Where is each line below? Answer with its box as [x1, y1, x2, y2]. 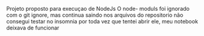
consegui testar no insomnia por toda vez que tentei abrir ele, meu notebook [6, 18, 199, 25]
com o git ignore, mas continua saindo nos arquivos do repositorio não [6, 11, 184, 19]
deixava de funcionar [6, 24, 60, 31]
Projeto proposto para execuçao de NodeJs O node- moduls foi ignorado [6, 5, 190, 12]
